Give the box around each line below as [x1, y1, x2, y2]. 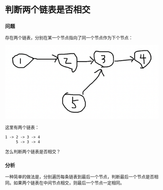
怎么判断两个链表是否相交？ [5, 149, 61, 155]
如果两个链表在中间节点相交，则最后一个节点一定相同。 [13, 180, 125, 186]
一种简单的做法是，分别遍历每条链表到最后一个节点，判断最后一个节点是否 [5, 174, 154, 180]
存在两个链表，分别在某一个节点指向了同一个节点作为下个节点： [5, 35, 133, 41]
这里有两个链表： [5, 125, 39, 130]
